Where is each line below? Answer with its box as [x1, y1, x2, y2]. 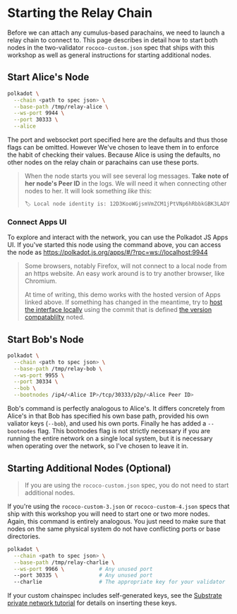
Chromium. [24, 277, 57, 285]
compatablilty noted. [24, 313, 85, 322]
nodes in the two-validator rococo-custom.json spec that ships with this [7, 43, 215, 52]
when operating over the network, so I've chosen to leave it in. [7, 442, 189, 450]
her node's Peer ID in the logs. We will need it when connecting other [24, 179, 227, 188]
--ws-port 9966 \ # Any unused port [13, 565, 153, 572]
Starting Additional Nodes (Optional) [7, 462, 171, 474]
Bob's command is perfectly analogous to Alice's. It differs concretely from [7, 404, 226, 413]
